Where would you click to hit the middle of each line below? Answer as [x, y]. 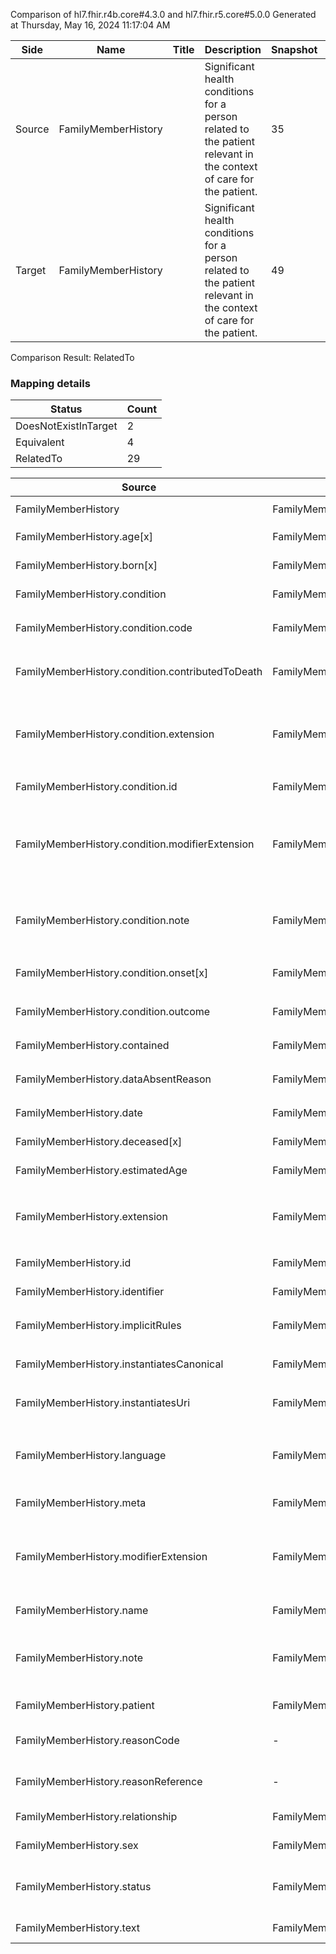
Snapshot [294, 49]
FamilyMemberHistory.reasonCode [97, 1741]
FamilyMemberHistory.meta [81, 1503]
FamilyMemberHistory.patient [85, 1706]
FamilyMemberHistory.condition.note [102, 921]
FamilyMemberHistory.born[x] [86, 566]
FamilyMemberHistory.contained [92, 1046]
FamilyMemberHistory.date [79, 1113]
